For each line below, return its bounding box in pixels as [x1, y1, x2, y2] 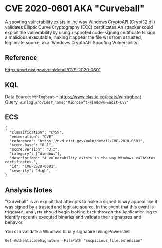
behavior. [5, 219, 24, 225]
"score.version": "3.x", [9, 147, 60, 152]
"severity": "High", [9, 168, 51, 173]
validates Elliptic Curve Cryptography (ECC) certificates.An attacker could [5, 24, 153, 30]
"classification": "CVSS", [9, 130, 64, 135]
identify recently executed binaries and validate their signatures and [5, 214, 142, 220]
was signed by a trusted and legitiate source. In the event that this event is [5, 204, 154, 210]
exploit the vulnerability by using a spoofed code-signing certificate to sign [5, 29, 156, 35]
